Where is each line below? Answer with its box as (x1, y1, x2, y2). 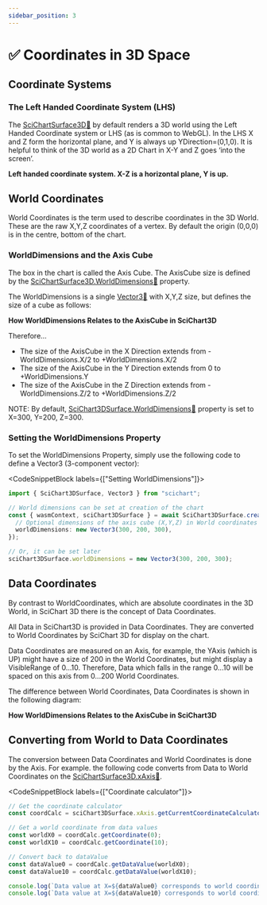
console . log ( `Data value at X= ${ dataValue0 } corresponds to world (8, 882, 233, 890)
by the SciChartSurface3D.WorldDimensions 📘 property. (8, 276, 191, 286)
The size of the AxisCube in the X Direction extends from (19, 346, 207, 356)
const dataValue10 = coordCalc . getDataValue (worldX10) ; (8, 868, 197, 876)
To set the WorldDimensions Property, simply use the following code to (8, 450, 241, 459)
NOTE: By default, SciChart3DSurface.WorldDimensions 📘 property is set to (8, 404, 254, 413)
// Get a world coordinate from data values (8, 824, 158, 832)
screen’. (8, 153, 34, 163)
